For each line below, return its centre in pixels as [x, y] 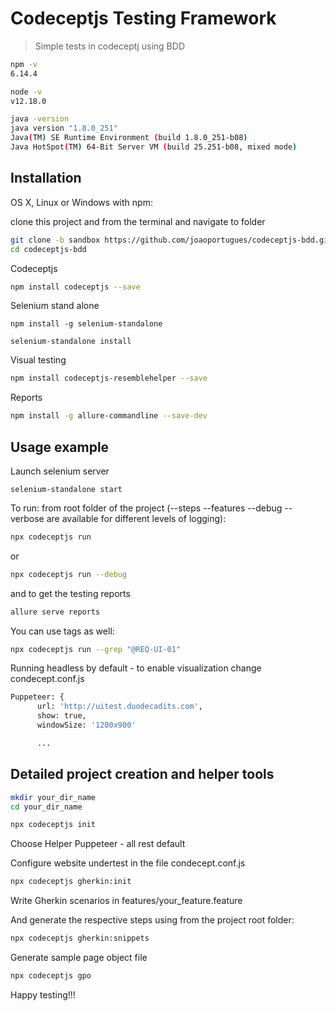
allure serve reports [55, 612]
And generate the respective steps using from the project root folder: [152, 920]
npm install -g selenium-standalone [86, 324]
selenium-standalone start [66, 489]
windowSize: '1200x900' [86, 725]
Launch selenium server [60, 471]
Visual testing [38, 360]
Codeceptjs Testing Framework [143, 18]
